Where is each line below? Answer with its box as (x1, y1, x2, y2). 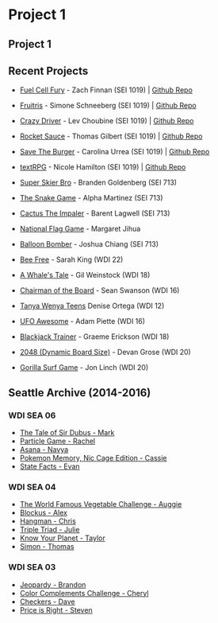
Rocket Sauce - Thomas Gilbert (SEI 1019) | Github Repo (19, 131, 203, 141)
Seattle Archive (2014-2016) (8, 386, 151, 399)
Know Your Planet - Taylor (19, 533, 105, 543)
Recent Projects (8, 64, 89, 77)
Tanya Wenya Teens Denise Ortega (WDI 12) (19, 301, 165, 311)
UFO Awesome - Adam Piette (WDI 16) (19, 317, 145, 326)
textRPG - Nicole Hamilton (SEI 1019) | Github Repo (19, 162, 186, 172)
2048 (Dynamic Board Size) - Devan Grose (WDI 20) (19, 348, 192, 357)
